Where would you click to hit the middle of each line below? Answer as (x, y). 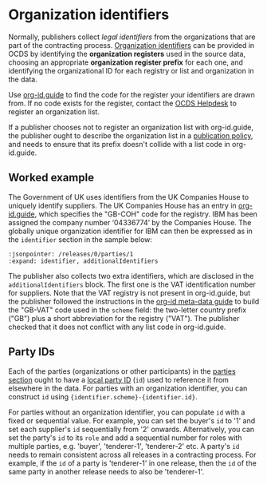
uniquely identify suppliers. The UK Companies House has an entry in (122, 205)
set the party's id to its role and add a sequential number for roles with (125, 438)
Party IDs (32, 352)
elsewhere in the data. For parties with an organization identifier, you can (128, 388)
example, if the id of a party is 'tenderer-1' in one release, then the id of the (132, 463)
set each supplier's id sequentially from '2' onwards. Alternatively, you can (132, 429)
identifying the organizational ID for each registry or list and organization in (131, 70)
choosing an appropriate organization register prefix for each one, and (126, 62)
